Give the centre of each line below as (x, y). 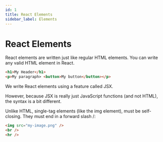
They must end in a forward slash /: (59, 116)
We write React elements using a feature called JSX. (59, 86)
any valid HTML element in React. (40, 63)
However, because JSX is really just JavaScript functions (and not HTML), (81, 96)
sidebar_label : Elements (31, 19)
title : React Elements (29, 14)
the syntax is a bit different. (33, 101)
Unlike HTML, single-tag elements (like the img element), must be (73, 111)
